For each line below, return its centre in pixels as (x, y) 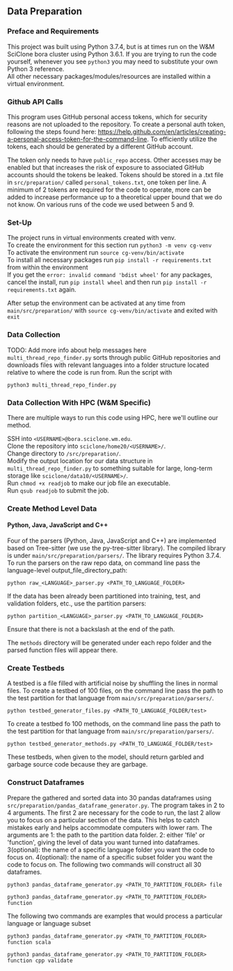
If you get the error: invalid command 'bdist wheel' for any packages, (110, 275)
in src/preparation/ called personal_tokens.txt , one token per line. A (107, 182)
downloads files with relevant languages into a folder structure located (108, 365)
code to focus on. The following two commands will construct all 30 (104, 864)
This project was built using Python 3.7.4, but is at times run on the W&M (111, 46)
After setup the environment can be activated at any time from (96, 303)
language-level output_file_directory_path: (67, 570)
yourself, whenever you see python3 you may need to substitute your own (112, 61)
